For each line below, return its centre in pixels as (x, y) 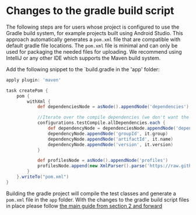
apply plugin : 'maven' (34, 80)
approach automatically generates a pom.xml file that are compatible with (93, 39)
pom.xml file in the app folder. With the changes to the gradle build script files (98, 199)
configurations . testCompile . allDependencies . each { (101, 123)
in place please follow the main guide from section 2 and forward (84, 206)
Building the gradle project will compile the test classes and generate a (91, 193)
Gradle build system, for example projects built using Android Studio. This (94, 33)
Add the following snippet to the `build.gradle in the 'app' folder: (83, 69)
